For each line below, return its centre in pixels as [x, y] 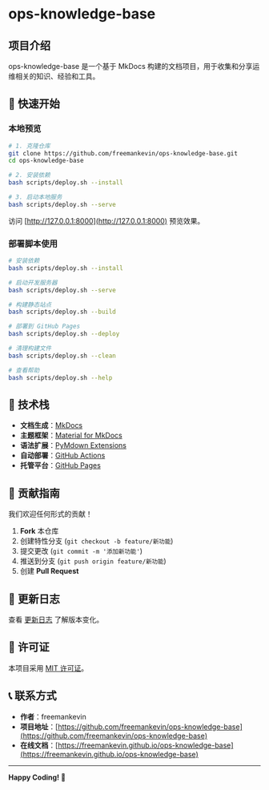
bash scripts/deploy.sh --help [60, 377]
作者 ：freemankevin [53, 716]
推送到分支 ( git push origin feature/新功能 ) [93, 561]
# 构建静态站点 [30, 304]
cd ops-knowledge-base [46, 161]
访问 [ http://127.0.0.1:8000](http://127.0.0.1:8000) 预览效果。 [106, 220]
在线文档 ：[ [39, 745]
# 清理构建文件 [30, 349]
